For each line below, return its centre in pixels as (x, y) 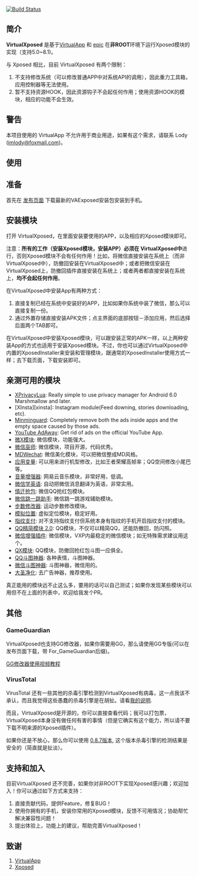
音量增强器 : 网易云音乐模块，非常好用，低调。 (70, 476)
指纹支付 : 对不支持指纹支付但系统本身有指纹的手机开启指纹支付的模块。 (101, 521)
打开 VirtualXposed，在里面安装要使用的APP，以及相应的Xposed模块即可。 (98, 236)
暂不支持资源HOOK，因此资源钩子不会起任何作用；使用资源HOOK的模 (100, 92)
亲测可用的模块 (33, 380)
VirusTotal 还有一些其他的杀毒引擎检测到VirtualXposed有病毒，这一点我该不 (98, 693)
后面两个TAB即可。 (38, 325)
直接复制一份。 (33, 310)
